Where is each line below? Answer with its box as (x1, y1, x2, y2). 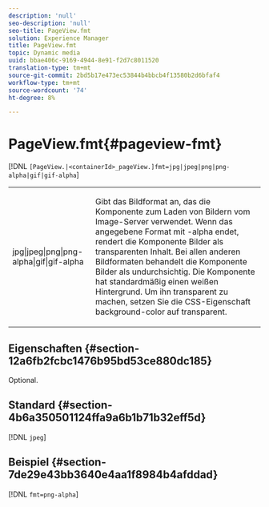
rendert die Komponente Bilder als (94, 236, 224, 247)
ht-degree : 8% (8, 94, 56, 102)
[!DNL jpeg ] (8, 432, 46, 441)
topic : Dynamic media (8, 49, 81, 57)
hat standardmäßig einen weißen (94, 276, 219, 288)
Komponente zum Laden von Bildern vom (94, 206, 251, 217)
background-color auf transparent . (94, 306, 227, 317)
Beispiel (8, 456, 50, 469)
